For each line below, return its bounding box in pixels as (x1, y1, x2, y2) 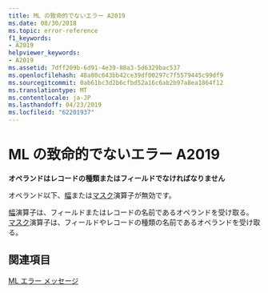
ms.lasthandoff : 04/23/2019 (8, 101, 102, 109)
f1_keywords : (8, 34, 52, 42)
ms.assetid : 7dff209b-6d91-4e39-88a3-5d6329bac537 (8, 64, 181, 72)
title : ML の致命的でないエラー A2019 (8, 11, 126, 20)
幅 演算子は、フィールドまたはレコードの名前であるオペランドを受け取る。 (8, 207, 254, 217)
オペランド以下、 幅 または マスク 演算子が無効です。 (8, 190, 176, 200)
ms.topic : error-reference (8, 26, 98, 34)
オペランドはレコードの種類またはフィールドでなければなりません (8, 173, 226, 183)
